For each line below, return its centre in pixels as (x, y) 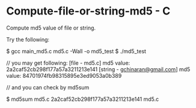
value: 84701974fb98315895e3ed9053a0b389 (64, 75)
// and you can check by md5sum (48, 87)
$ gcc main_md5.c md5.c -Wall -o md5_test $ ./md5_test (76, 51)
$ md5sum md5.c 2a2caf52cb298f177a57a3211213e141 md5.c (83, 99)
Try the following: (28, 39)
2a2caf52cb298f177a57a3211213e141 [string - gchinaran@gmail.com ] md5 (98, 69)
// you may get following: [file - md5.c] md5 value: (68, 63)
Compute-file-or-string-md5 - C (88, 11)
